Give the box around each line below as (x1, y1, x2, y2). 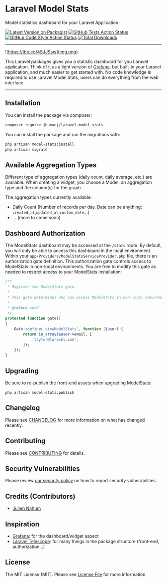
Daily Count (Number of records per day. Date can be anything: (12, 204, 143, 210)
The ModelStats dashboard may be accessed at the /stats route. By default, (5, 243, 162, 248)
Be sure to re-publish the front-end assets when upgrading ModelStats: (5, 380, 152, 386)
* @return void (7, 305, 39, 310)
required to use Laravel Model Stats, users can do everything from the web (5, 74, 159, 80)
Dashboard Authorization (5, 229, 85, 238)
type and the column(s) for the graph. (5, 185, 83, 191)
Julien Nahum (12, 505, 41, 512)
